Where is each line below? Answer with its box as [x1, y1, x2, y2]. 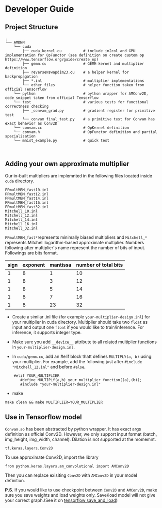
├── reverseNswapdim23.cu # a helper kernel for [22, 70, 130, 75]
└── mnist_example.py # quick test [14, 138, 110, 143]
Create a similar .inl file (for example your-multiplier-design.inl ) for [12, 313, 150, 320]
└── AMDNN [5, 40, 25, 45]
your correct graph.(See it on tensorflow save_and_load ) [5, 497, 118, 503]
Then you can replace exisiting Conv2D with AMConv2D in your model [5, 472, 137, 478]
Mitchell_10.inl [5, 209, 38, 214]
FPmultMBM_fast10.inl [5, 187, 49, 192]
